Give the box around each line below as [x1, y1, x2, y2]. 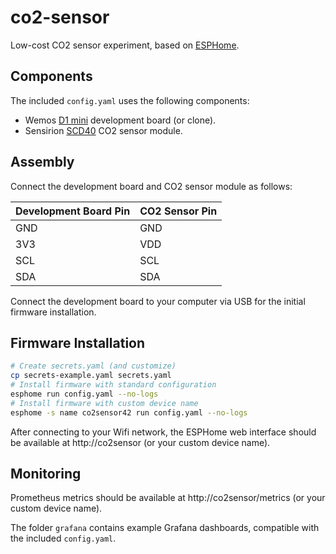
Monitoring [10, 466, 82, 483]
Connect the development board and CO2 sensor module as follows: [10, 180, 293, 192]
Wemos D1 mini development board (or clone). [24, 114, 217, 126]
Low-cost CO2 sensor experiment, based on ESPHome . [10, 39, 240, 51]
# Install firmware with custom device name [10, 398, 199, 408]
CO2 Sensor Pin [139, 204, 218, 218]
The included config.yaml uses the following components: [10, 94, 250, 106]
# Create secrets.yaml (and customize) [10, 361, 177, 371]
